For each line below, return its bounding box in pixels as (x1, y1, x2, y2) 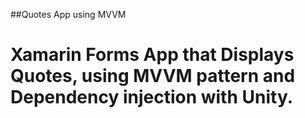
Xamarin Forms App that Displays (10, 44, 295, 66)
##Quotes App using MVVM (10, 9, 127, 20)
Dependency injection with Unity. (10, 86, 294, 109)
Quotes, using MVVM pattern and (10, 65, 296, 88)
